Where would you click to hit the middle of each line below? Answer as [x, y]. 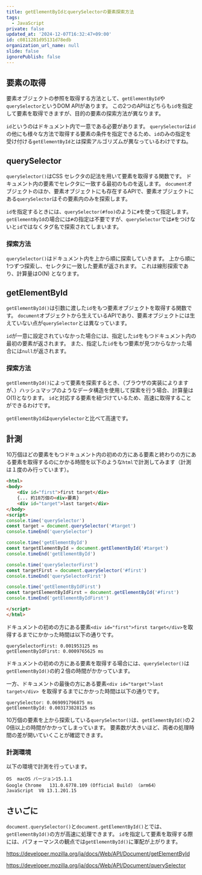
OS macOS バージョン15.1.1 [39, 779]
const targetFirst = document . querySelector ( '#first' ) [77, 570]
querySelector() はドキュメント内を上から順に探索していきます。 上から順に [101, 258]
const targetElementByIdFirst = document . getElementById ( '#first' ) [93, 593]
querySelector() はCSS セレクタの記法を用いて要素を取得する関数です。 [96, 176]
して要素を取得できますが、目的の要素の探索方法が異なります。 [85, 114]
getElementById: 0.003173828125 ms [51, 708]
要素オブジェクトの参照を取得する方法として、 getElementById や [86, 98]
